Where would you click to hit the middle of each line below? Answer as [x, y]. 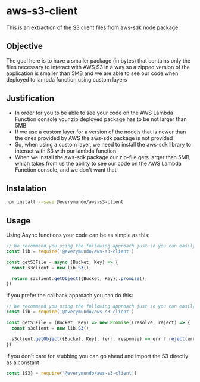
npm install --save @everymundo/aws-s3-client [65, 202]
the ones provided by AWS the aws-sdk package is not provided [94, 138]
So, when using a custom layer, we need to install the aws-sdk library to [103, 144]
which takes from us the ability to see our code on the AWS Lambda [98, 163]
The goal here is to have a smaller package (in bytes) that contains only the [99, 60]
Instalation [26, 188]
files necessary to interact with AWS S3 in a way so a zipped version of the [98, 67]
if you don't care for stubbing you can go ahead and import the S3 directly [97, 356]
